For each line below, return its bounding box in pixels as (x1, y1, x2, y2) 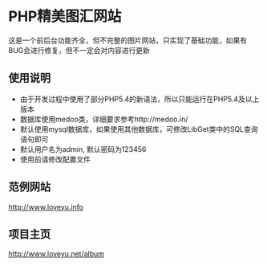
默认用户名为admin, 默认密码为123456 (19, 144, 147, 153)
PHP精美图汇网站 (8, 7, 122, 26)
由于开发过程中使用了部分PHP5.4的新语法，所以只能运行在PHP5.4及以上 (19, 94, 260, 104)
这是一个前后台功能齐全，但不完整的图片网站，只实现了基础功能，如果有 (8, 35, 247, 45)
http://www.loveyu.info (8, 202, 84, 211)
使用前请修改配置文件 (19, 154, 91, 164)
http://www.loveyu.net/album (8, 249, 105, 259)
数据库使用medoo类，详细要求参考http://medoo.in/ (19, 114, 188, 124)
